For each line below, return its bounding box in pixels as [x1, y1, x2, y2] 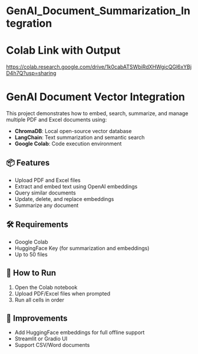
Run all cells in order [14, 296, 65, 303]
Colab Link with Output [6, 44, 121, 57]
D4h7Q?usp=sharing [6, 70, 57, 77]
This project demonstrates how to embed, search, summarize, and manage [6, 110, 189, 117]
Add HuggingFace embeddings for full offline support [14, 329, 145, 336]
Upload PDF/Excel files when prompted [14, 290, 111, 297]
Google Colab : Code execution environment [14, 140, 122, 147]
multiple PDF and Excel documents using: [6, 116, 107, 124]
